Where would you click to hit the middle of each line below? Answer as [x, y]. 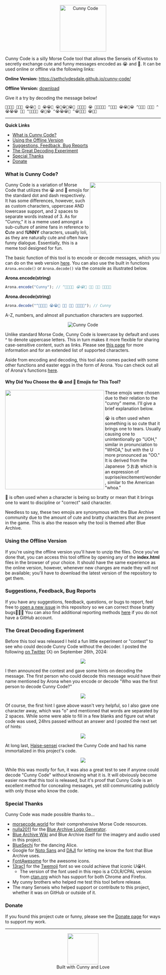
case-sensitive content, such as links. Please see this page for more [75, 345]
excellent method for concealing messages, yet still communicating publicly [82, 786]
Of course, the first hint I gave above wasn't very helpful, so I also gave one [82, 705]
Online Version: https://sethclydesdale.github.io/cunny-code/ [68, 79]
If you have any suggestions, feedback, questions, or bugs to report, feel [79, 602]
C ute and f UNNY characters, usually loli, [46, 232]
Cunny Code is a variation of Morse [41, 185]
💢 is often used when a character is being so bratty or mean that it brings [80, 497]
